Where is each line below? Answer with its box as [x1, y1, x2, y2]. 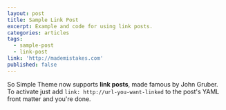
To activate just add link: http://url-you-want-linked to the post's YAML [7, 87, 220, 96]
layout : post [7, 10, 45, 17]
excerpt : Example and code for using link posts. [7, 23, 153, 30]
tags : [7, 36, 23, 43]
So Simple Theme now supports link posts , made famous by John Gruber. [7, 80, 218, 88]
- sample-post [13, 42, 54, 49]
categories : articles [7, 29, 70, 36]
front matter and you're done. [7, 94, 91, 103]
